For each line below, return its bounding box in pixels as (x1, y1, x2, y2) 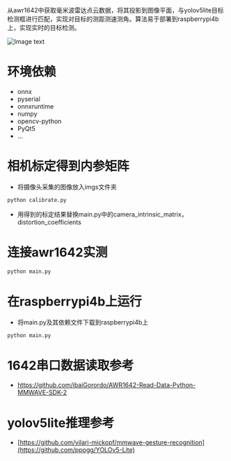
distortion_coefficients (17, 218, 81, 226)
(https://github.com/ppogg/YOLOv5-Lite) (17, 446, 136, 454)
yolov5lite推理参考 (7, 415, 115, 430)
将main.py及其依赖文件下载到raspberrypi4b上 (17, 318, 149, 326)
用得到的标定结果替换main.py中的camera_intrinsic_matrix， (17, 210, 188, 218)
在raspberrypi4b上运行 (7, 293, 143, 309)
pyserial (17, 95, 40, 103)
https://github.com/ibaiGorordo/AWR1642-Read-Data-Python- (17, 381, 196, 389)
